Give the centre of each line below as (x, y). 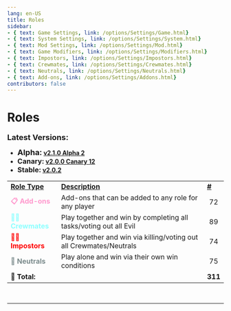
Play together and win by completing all (124, 218)
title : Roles (26, 20)
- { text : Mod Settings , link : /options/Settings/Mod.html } (95, 45)
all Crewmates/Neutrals (99, 246)
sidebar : (20, 26)
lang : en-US (24, 13)
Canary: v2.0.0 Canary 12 (56, 161)
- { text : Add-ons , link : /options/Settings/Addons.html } (92, 77)
